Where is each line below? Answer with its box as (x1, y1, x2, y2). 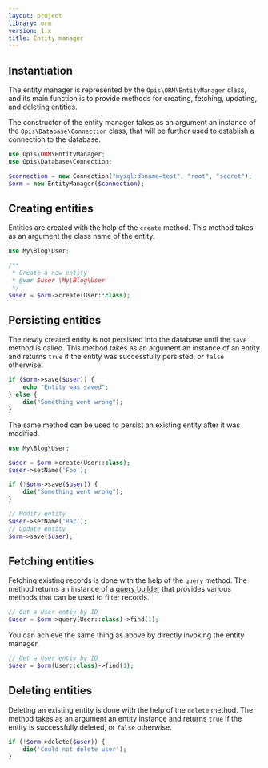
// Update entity (8, 524, 66, 533)
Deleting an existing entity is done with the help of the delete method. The (8, 705, 254, 714)
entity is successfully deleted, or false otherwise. (8, 722, 172, 732)
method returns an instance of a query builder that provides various (8, 584, 232, 594)
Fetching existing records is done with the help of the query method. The (8, 576, 248, 585)
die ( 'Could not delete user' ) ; (22, 745, 127, 754)
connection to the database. (8, 135, 102, 144)
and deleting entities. (8, 102, 78, 112)
